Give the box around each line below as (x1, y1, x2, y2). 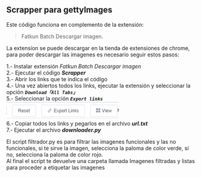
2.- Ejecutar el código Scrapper (6, 69, 86, 76)
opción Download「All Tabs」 (6, 88, 78, 96)
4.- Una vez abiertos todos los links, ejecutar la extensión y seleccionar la (6, 82, 191, 89)
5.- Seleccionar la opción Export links (6, 95, 103, 102)
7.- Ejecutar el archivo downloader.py (6, 126, 101, 133)
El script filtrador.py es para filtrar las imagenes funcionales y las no (6, 138, 176, 145)
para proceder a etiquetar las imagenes (6, 164, 105, 171)
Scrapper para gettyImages (6, 5, 113, 15)
